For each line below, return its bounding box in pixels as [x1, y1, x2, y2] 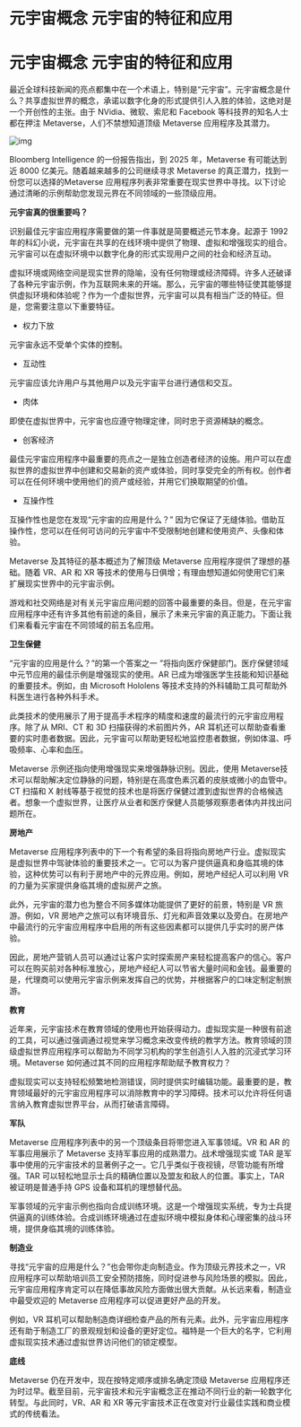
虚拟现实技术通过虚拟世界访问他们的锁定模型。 [9, 1336, 182, 1347]
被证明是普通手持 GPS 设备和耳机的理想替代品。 [9, 1182, 187, 1193]
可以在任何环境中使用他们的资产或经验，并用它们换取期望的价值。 [9, 477, 253, 487]
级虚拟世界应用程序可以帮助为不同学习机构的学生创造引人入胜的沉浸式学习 [9, 1046, 284, 1057]
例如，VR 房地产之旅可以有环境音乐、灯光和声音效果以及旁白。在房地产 [24, 910, 289, 921]
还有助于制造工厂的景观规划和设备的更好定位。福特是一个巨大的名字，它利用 [9, 1326, 292, 1336]
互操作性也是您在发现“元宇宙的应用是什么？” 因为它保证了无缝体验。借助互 [9, 514, 286, 525]
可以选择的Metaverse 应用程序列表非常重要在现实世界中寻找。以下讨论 [24, 177, 287, 188]
